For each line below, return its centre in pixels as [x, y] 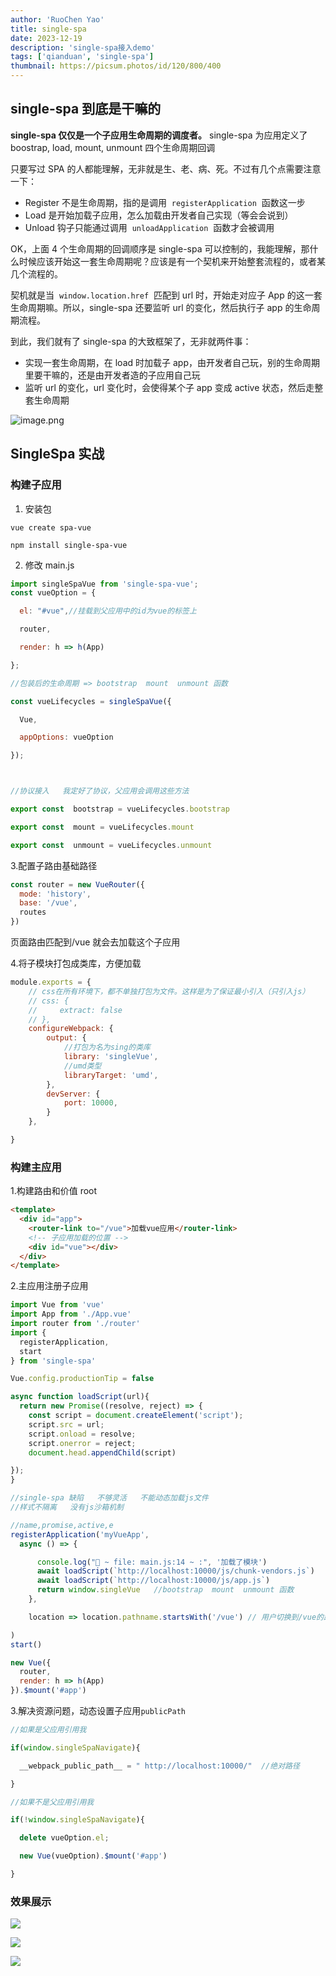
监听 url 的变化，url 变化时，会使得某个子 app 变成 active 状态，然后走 [169, 387]
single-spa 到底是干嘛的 [86, 109]
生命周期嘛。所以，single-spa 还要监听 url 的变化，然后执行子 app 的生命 [161, 307]
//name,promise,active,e [62, 1525]
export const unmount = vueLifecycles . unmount [111, 845]
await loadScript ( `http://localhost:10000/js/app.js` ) [153, 1581]
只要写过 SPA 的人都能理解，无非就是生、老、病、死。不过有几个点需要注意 [166, 168]
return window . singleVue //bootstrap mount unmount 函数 [165, 1590]
